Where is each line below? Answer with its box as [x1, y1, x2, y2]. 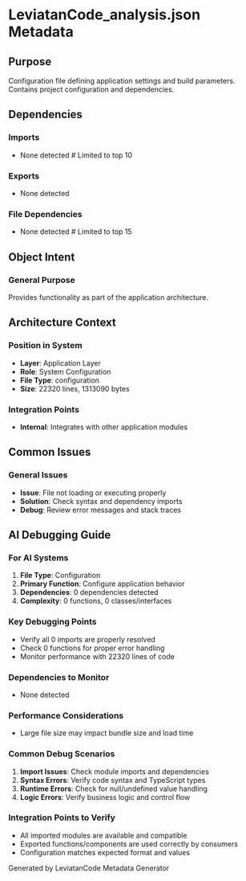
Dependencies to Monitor [8, 671, 110, 682]
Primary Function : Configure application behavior [19, 579, 186, 588]
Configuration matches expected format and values [19, 847, 191, 857]
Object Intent [8, 250, 75, 264]
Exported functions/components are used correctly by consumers [19, 838, 239, 849]
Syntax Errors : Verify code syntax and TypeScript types [19, 775, 206, 785]
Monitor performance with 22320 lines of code [19, 651, 175, 661]
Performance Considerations [8, 710, 124, 721]
